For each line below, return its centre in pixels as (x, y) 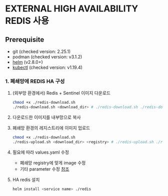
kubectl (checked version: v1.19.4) (47, 67)
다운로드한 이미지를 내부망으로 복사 (46, 117)
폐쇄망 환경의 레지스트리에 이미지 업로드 (51, 128)
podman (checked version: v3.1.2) (47, 57)
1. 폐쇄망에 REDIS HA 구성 (35, 81)
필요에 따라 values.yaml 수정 (40, 152)
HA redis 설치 (26, 180)
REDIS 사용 (27, 21)
